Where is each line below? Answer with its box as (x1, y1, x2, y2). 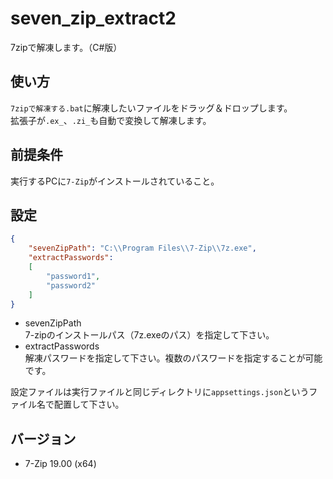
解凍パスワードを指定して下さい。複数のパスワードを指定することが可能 (24, 352, 323, 364)
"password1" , (46, 271, 101, 281)
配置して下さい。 (53, 398, 125, 411)
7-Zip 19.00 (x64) (24, 458, 97, 470)
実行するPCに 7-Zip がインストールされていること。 (10, 175, 220, 187)
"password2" (46, 280, 97, 291)
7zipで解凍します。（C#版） (10, 41, 123, 53)
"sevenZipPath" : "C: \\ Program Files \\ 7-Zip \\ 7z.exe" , (28, 243, 257, 254)
